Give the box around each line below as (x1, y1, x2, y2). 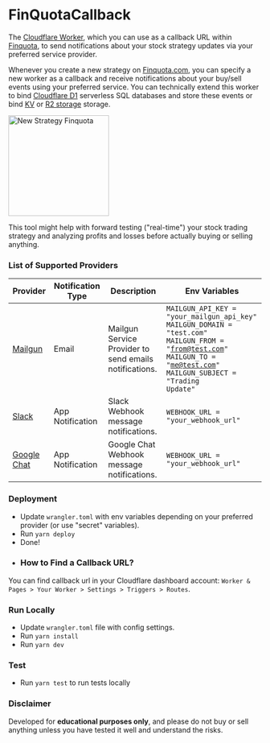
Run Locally (8, 604, 55, 615)
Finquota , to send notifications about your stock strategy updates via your (8, 40, 253, 50)
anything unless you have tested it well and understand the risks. (8, 724, 223, 734)
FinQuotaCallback (8, 6, 131, 24)
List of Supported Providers (8, 259, 119, 270)
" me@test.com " (166, 361, 220, 369)
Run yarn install (19, 631, 79, 641)
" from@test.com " (166, 345, 229, 353)
